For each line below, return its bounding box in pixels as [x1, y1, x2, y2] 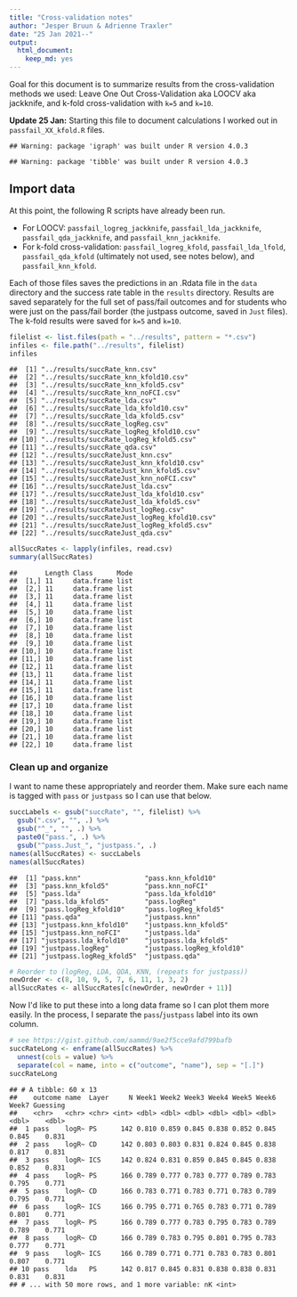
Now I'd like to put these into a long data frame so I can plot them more [9, 999, 269, 1011]
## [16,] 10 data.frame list [9, 694, 133, 703]
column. [9, 1019, 39, 1030]
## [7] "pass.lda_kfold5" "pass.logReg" [9, 897, 197, 906]
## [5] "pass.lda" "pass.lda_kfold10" [9, 889, 217, 898]
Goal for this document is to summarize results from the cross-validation [9, 79, 275, 89]
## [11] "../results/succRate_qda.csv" [9, 443, 157, 453]
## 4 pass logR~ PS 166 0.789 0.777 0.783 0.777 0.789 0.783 [9, 1171, 277, 1180]
